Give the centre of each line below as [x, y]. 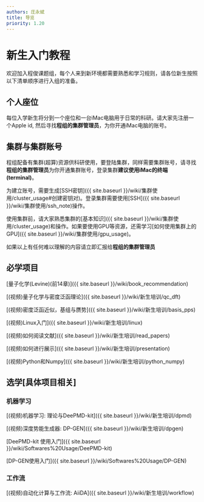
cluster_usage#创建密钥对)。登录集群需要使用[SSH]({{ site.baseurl [97, 198]
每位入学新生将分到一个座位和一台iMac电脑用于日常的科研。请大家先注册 [97, 118]
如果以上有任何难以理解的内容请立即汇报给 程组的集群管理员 [81, 247]
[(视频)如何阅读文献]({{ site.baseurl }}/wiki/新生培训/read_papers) [88, 335]
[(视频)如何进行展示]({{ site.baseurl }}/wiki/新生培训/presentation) [88, 348]
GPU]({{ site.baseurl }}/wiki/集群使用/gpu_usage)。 [70, 234]
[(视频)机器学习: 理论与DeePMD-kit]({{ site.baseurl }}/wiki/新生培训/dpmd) [99, 415]
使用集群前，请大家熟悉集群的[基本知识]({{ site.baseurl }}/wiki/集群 [90, 218]
